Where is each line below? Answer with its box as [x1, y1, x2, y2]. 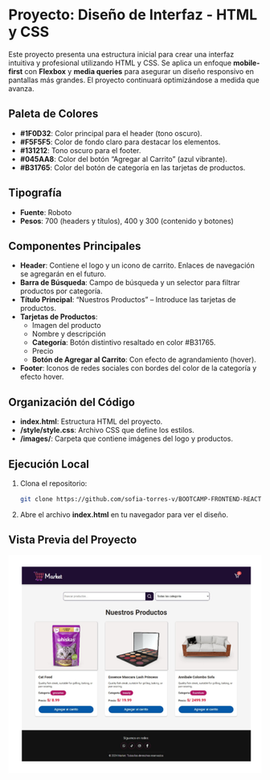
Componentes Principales [8, 239, 141, 253]
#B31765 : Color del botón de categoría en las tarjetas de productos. [19, 163, 246, 172]
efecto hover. [19, 372, 64, 382]
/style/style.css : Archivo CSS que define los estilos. [19, 425, 194, 435]
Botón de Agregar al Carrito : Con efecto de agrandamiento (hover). [31, 355, 257, 364]
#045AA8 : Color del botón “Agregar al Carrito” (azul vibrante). [19, 154, 227, 164]
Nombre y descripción [31, 329, 106, 339]
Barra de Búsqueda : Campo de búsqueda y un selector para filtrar [19, 278, 240, 288]
